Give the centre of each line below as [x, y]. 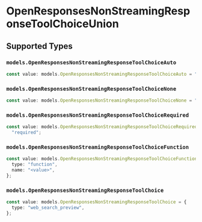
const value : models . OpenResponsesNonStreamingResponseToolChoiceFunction [102, 159]
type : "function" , [35, 165]
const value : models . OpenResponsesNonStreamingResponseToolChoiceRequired [102, 127]
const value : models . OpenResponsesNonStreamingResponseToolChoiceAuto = [99, 74]
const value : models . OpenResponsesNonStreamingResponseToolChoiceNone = [99, 100]
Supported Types [40, 46]
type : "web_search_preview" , [48, 208]
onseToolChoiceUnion [63, 24]
